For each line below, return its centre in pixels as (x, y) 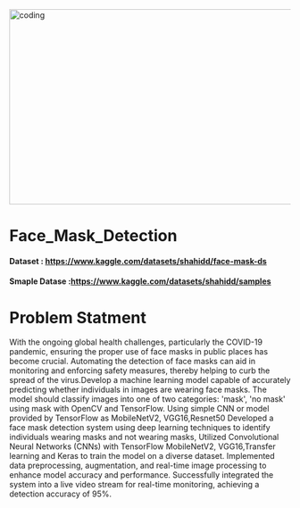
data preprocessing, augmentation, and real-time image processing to (138, 466)
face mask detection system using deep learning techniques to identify (140, 428)
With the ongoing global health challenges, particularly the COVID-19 (136, 342)
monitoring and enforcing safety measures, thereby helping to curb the (140, 371)
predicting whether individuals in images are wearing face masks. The (138, 390)
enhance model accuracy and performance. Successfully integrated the (142, 475)
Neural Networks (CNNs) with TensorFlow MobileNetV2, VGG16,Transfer (143, 446)
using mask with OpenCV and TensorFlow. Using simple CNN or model (139, 409)
